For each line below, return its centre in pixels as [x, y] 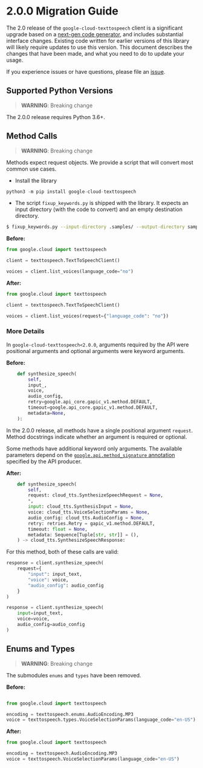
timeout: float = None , [58, 529]
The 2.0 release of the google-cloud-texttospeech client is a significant [95, 28]
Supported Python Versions [60, 91]
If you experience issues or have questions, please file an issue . [86, 71]
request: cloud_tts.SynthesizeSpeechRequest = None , [96, 495]
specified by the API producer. [44, 461]
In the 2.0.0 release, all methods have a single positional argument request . [100, 430]
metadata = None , [47, 413]
